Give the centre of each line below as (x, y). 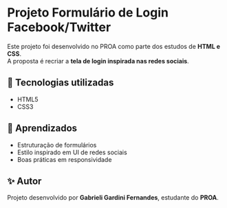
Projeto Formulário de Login (88, 13)
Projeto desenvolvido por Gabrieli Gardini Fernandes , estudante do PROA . (113, 198)
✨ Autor (24, 181)
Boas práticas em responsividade (64, 159)
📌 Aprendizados (42, 128)
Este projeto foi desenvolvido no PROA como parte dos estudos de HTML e (114, 46)
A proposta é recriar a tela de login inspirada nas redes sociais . (98, 61)
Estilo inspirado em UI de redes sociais (72, 152)
